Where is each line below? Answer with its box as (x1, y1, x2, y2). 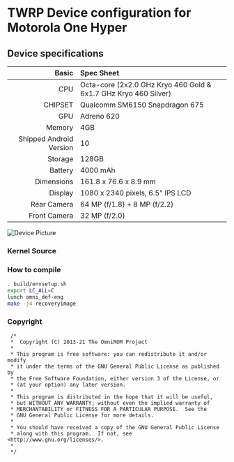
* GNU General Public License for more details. (10, 412, 155, 419)
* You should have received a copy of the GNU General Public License (10, 424, 219, 431)
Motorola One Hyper (7, 20, 127, 36)
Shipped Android (18, 134, 74, 144)
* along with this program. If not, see (10, 431, 132, 438)
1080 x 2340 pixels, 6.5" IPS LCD (79, 188, 192, 198)
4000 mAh (79, 165, 116, 175)
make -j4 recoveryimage (7, 300, 77, 307)
